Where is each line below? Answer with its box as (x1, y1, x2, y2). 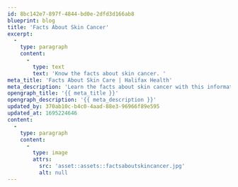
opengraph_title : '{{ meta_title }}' (7, 90, 119, 97)
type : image (33, 149, 69, 156)
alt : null (38, 169, 69, 176)
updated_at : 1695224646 (7, 109, 78, 117)
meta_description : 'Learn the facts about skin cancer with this (7, 83, 204, 90)
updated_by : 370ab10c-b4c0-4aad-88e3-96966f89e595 (7, 103, 160, 110)
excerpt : (7, 30, 33, 38)
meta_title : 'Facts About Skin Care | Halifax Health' (7, 76, 173, 84)
